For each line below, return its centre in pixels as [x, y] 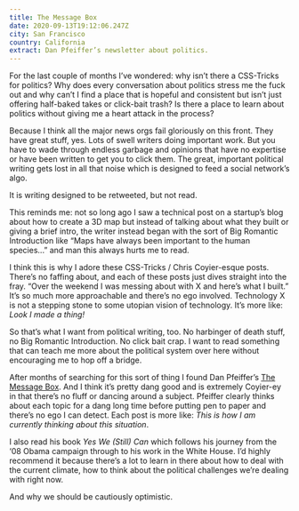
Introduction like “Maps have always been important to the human [130, 241]
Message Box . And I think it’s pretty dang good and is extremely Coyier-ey [145, 387]
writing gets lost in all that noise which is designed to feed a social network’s [149, 169]
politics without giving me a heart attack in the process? [112, 114]
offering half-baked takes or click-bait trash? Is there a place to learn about [147, 104]
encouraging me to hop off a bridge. [76, 360]
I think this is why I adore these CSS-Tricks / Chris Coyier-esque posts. [139, 267]
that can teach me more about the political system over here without [134, 351]
